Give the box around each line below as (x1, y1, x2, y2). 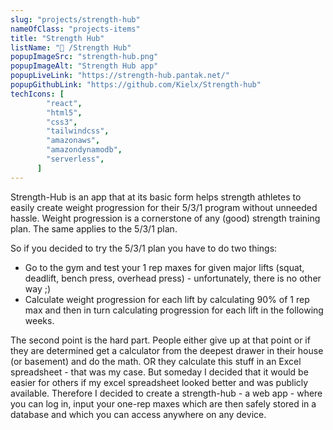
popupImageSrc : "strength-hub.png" (10, 52, 159, 62)
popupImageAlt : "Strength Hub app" (10, 61, 159, 71)
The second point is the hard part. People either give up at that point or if (10, 334, 311, 346)
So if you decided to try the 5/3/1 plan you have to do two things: (10, 242, 278, 254)
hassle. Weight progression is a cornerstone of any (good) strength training (10, 212, 321, 224)
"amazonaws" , (46, 136, 101, 146)
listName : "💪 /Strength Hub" (10, 42, 132, 53)
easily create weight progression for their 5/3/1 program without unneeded (10, 201, 318, 213)
